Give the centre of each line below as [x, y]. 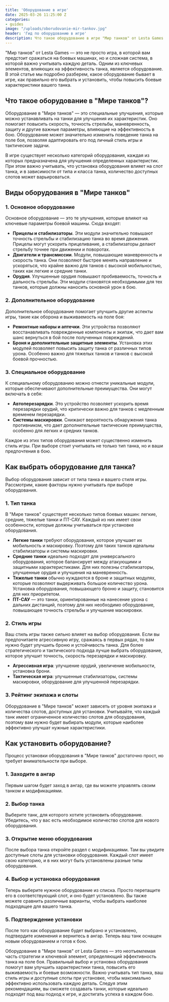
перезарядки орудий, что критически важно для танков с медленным [88, 409]
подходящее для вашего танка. [39, 906]
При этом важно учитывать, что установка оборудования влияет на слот [84, 166]
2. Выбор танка [25, 804]
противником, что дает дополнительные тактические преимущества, [88, 425]
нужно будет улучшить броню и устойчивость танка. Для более [74, 645]
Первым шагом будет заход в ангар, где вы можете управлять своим [80, 785]
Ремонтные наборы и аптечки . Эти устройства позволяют [76, 326]
